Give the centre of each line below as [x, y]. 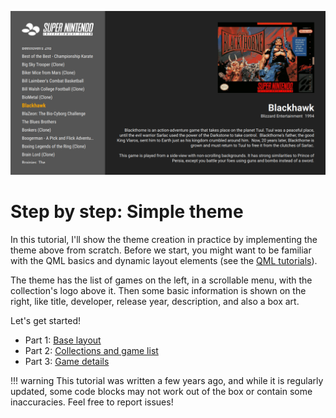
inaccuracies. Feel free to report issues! [92, 402]
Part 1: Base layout [63, 340]
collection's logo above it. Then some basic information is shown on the [158, 290]
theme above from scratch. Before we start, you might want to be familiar [161, 250]
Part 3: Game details [67, 361]
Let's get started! [46, 320]
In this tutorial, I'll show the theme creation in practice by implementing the [164, 239]
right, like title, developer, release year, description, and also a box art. [155, 301]
